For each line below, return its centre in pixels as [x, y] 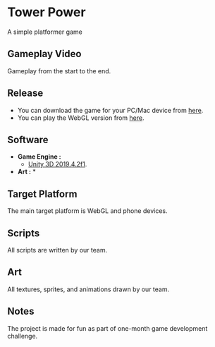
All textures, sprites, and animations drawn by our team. [88, 289]
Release [25, 93]
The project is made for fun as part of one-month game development [107, 328]
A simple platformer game [45, 32]
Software [28, 139]
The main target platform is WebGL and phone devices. [87, 211]
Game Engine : [39, 157]
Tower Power [47, 12]
